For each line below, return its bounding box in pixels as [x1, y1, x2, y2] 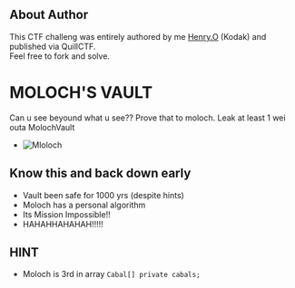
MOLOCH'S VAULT [9, 82, 152, 102]
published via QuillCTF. [9, 41, 96, 52]
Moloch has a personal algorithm [22, 199, 146, 210]
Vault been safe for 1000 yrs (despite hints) [22, 189, 184, 200]
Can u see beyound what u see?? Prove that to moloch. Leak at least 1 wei [9, 112, 286, 123]
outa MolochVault [9, 121, 75, 132]
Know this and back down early [9, 166, 192, 181]
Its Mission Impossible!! [22, 208, 111, 220]
